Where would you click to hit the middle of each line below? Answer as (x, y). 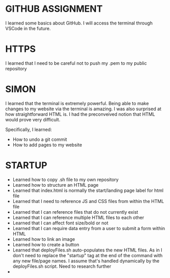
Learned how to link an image (44, 239)
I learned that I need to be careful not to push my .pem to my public (76, 63)
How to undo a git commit (40, 139)
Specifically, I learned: (29, 129)
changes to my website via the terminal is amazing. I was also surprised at (83, 109)
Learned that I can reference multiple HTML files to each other (78, 217)
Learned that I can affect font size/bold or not (60, 223)
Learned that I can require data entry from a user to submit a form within (89, 228)
